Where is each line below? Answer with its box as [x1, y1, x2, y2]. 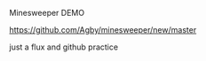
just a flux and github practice [9, 42, 118, 52]
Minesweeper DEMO [9, 8, 85, 18]
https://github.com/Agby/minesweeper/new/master [9, 25, 197, 34]
